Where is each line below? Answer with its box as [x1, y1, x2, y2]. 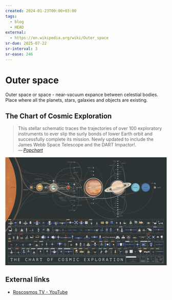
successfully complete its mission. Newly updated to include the [17, 136, 154, 142]
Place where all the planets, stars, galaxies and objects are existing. [5, 97, 148, 103]
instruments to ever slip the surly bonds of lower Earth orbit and [17, 131, 153, 137]
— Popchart [17, 147, 44, 154]
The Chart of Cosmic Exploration [5, 111, 112, 120]
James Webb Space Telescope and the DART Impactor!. [17, 142, 137, 148]
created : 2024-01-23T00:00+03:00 [5, 8, 77, 13]
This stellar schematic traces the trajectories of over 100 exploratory [17, 125, 162, 132]
